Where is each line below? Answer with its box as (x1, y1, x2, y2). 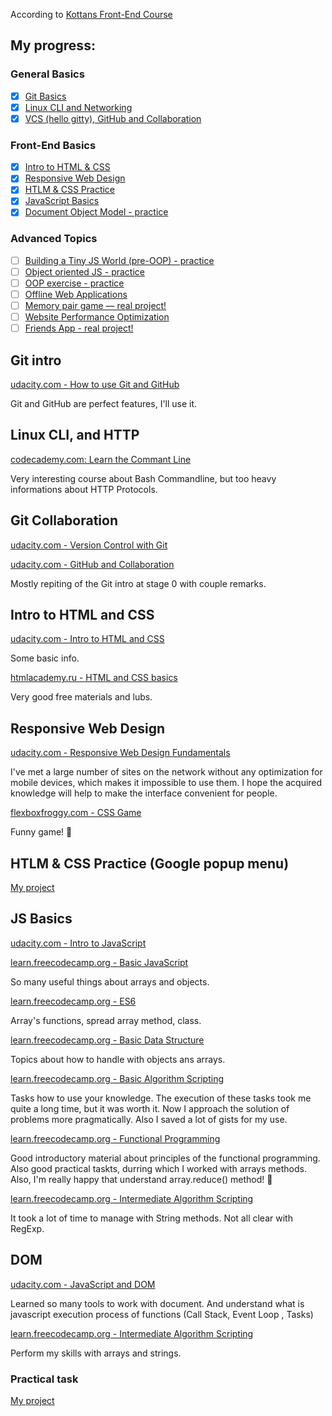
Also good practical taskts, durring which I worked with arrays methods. (10, 1162, 307, 1174)
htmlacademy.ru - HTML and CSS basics (10, 672, 178, 684)
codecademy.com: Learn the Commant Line (10, 453, 192, 465)
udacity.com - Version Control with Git (10, 539, 168, 551)
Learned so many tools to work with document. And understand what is (10, 1297, 305, 1309)
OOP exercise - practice (24, 277, 125, 289)
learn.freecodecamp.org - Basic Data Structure (10, 1034, 205, 1046)
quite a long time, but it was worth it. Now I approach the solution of (10, 1102, 290, 1114)
